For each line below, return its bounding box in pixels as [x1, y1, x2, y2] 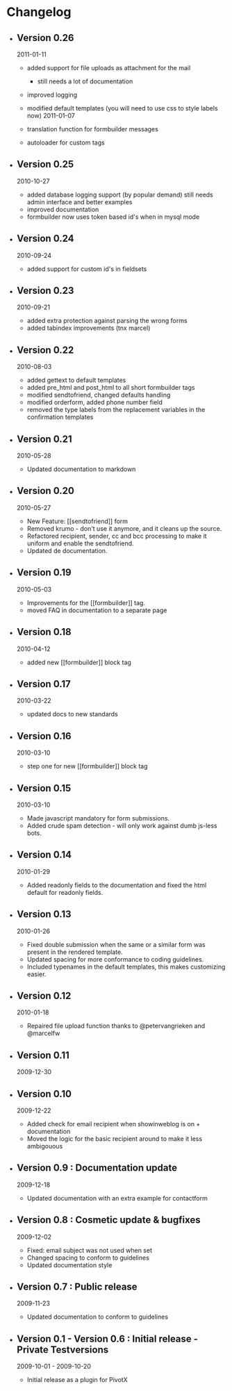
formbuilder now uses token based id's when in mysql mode [26, 213, 200, 221]
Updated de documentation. [26, 546, 108, 554]
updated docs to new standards [26, 710, 119, 718]
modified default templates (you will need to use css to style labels [26, 104, 218, 112]
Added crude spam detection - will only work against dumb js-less [26, 821, 217, 830]
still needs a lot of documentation [37, 77, 133, 85]
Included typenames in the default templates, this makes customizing [26, 962, 226, 971]
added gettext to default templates [26, 376, 126, 384]
